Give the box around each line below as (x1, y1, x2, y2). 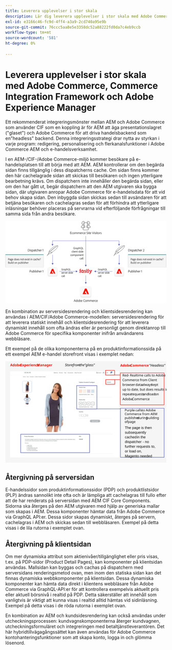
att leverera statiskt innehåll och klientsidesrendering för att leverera (5, 319, 149, 326)
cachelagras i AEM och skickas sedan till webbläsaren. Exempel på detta (5, 519, 159, 526)
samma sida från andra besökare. (5, 211, 76, 217)
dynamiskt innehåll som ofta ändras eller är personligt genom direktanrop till (5, 325, 166, 331)
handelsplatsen (5, 161, 38, 168)
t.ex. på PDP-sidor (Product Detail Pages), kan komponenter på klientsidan (5, 559, 163, 565)
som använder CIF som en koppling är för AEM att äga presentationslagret (5, 124, 162, 131)
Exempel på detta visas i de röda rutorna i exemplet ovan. (5, 603, 126, 609)
